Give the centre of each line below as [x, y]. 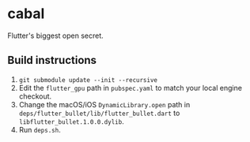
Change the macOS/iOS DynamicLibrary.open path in [104, 104]
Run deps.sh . [40, 129]
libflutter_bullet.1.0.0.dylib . [71, 121]
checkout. [35, 96]
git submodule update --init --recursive [88, 80]
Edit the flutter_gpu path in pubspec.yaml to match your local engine [131, 88]
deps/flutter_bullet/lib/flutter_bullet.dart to [99, 113]
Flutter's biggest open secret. [55, 35]
